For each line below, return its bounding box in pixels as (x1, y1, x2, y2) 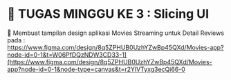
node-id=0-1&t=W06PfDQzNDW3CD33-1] (7, 51, 127, 59)
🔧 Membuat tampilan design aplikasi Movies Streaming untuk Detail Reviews (7, 29, 225, 37)
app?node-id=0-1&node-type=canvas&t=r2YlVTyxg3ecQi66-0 (7, 65, 185, 73)
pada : (7, 36, 26, 44)
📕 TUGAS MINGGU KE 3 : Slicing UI (7, 6, 210, 22)
